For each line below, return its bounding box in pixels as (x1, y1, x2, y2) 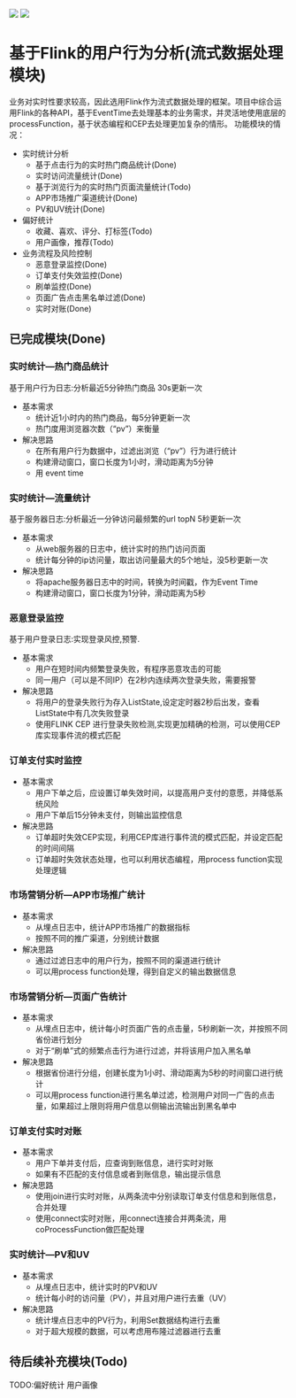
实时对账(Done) (34, 303, 92, 313)
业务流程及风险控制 (21, 248, 93, 259)
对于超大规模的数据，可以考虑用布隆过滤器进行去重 (34, 1325, 222, 1336)
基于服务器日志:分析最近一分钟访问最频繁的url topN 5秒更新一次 (9, 514, 241, 524)
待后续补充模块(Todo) (9, 1355, 128, 1370)
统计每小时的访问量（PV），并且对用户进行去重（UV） (34, 1293, 231, 1303)
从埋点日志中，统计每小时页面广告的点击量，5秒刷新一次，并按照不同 (34, 1023, 288, 1034)
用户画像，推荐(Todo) (34, 236, 115, 247)
